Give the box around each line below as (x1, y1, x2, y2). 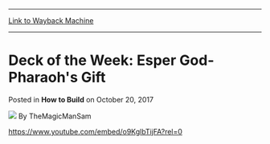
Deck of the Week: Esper (8, 51, 177, 70)
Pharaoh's (8, 69, 79, 86)
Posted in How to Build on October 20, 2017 (8, 94, 154, 104)
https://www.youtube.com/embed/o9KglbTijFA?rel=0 (8, 126, 183, 136)
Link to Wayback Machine (8, 16, 94, 25)
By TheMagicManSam (18, 111, 92, 121)
